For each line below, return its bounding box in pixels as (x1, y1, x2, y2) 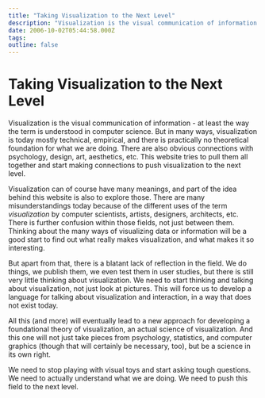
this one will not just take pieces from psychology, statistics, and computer (8, 333, 252, 343)
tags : (8, 33, 26, 42)
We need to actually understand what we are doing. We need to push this (8, 373, 248, 383)
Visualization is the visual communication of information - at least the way (8, 118, 250, 128)
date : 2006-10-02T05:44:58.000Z (8, 26, 115, 34)
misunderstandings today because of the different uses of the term (8, 201, 228, 211)
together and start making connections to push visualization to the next (8, 160, 241, 170)
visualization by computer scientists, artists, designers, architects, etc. (8, 209, 240, 219)
